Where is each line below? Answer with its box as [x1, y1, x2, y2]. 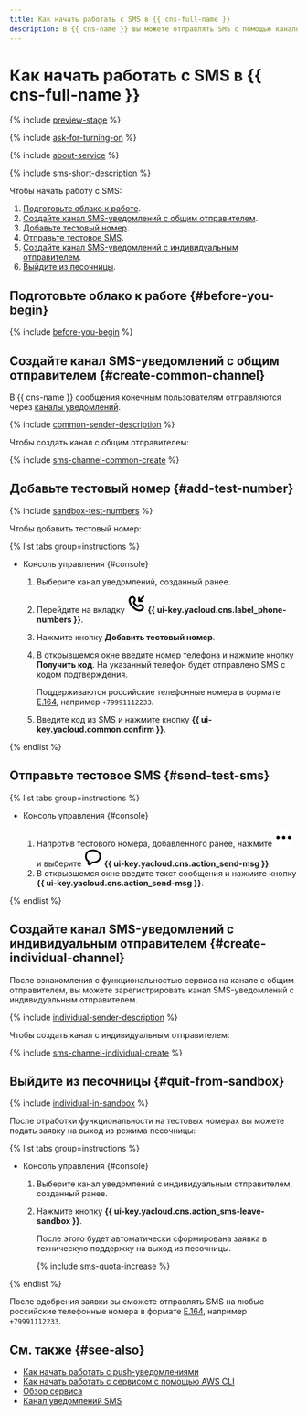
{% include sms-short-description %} [9, 167, 152, 178]
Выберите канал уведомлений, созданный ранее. [36, 576, 231, 587]
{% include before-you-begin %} [9, 327, 133, 338]
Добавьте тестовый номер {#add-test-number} [9, 481, 294, 497]
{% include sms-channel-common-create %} [9, 455, 180, 466]
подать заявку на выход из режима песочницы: [9, 1125, 196, 1136]
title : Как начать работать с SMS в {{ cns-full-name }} [9, 15, 231, 24]
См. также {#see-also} [9, 1342, 145, 1357]
